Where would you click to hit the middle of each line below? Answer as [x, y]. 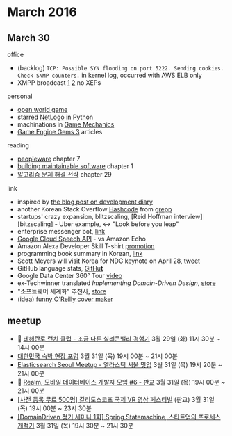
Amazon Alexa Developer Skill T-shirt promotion [86, 246]
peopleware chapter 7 [49, 159]
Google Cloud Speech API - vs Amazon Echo [81, 239]
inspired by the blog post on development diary [85, 202]
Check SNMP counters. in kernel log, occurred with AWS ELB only [110, 75]
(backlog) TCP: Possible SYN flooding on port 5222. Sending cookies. [121, 68]
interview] [188, 217]
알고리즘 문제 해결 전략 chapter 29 [65, 174]
